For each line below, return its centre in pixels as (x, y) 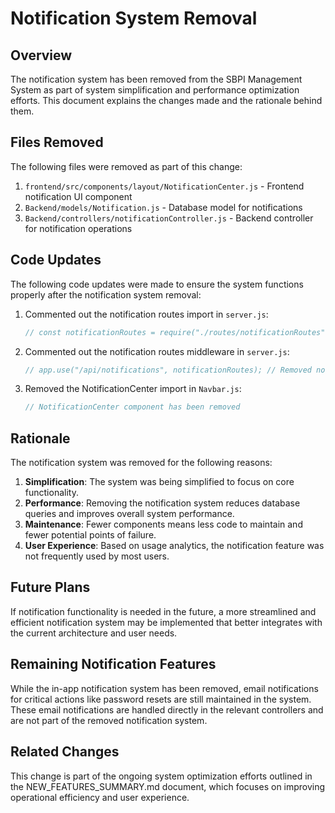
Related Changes (65, 752)
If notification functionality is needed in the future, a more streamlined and (163, 611)
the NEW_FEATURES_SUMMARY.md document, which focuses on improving (168, 786)
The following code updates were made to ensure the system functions (157, 284)
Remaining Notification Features (113, 664)
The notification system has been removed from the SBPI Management (156, 79)
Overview (41, 55)
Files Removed (57, 142)
